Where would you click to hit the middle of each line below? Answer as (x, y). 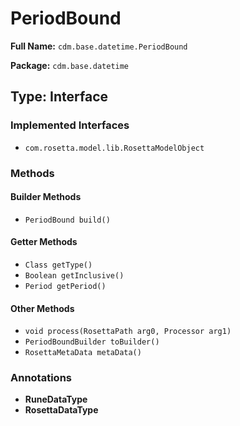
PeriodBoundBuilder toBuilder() (92, 342)
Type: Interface (59, 97)
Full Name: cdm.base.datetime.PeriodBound (99, 46)
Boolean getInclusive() (74, 275)
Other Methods (42, 308)
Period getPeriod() (65, 286)
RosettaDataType (61, 410)
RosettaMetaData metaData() (83, 353)
